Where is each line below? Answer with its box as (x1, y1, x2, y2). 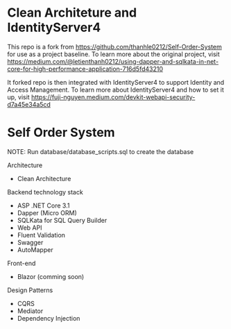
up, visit (7, 92, 30, 101)
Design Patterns (7, 286, 53, 294)
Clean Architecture (17, 174, 71, 183)
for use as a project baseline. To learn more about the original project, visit (7, 50, 220, 58)
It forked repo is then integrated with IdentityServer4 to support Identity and (7, 78, 225, 86)
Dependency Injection (17, 314, 80, 322)
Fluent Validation (17, 230, 66, 239)
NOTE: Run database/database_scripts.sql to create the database (7, 147, 194, 155)
